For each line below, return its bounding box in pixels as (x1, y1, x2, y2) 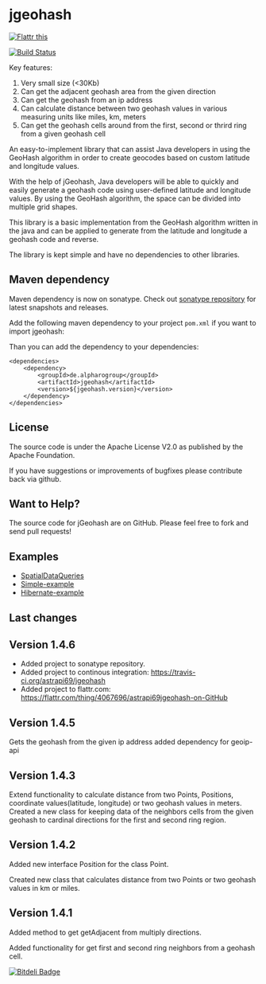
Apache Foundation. (9, 450, 75, 459)
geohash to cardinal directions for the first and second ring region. (9, 815, 227, 825)
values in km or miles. (9, 883, 80, 892)
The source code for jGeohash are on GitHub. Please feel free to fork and (9, 518, 249, 528)
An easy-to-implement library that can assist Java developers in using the (9, 144, 251, 154)
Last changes (9, 611, 78, 624)
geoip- (230, 737, 253, 747)
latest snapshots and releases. (9, 303, 110, 312)
